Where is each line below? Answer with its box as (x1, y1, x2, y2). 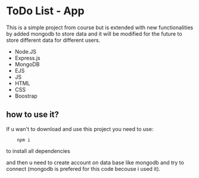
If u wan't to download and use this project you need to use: (6, 125, 154, 132)
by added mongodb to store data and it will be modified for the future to (6, 30, 183, 37)
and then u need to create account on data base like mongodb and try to (6, 159, 185, 166)
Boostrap (14, 92, 38, 99)
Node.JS (14, 48, 37, 55)
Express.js (14, 54, 41, 61)
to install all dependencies (6, 147, 70, 154)
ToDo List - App (6, 4, 85, 18)
